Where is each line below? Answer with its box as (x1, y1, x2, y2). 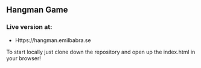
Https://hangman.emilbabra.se (14, 36, 92, 44)
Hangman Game (6, 5, 68, 15)
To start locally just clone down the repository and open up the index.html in (6, 48, 196, 55)
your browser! (6, 54, 41, 62)
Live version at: (6, 23, 53, 31)
